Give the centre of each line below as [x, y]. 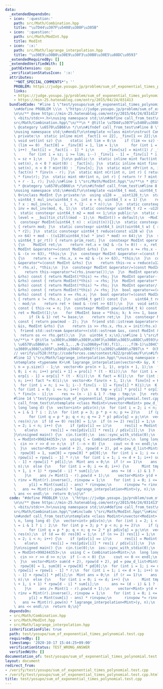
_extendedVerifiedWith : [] [37, 64]
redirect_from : [20, 665]
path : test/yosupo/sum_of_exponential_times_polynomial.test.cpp [77, 634]
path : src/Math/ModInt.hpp [41, 37]
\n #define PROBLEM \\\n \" [42, 109]
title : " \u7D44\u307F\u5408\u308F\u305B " [56, 28]
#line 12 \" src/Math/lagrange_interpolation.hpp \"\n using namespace [84, 358]
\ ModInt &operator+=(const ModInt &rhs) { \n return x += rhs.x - [86, 249]
